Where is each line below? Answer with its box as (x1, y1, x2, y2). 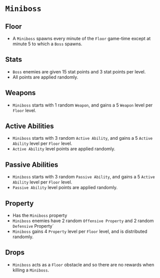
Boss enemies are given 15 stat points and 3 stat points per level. (12, 68, 146, 74)
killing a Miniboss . (12, 267, 49, 273)
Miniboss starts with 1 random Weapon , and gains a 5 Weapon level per (12, 102, 153, 108)
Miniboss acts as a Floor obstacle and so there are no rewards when (12, 261, 154, 267)
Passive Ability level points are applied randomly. (12, 184, 118, 191)
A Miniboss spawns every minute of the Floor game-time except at (12, 36, 151, 41)
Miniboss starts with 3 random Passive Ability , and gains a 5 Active (12, 174, 155, 180)
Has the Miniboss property (12, 213, 67, 219)
